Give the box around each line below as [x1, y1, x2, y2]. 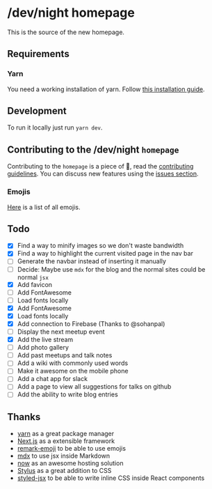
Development [7, 105, 67, 117]
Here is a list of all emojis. [7, 203, 81, 211]
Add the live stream [17, 336, 74, 344]
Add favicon [17, 280, 53, 288]
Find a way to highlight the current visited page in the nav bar [17, 249, 193, 258]
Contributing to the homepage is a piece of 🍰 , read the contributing [7, 162, 194, 171]
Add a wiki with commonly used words [17, 359, 129, 367]
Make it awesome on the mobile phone [17, 367, 129, 375]
